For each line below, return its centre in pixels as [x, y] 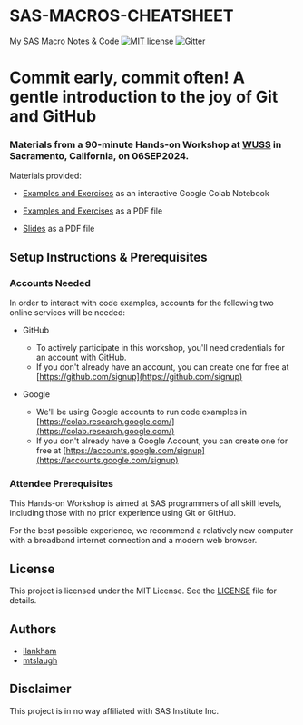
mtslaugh [40, 660]
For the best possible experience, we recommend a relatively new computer [151, 531]
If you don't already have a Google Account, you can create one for [162, 441]
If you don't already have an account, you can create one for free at [162, 367]
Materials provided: [45, 176]
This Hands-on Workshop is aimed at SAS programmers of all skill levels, [146, 503]
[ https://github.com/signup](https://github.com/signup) [139, 377]
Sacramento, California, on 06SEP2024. [99, 156]
